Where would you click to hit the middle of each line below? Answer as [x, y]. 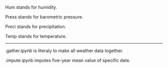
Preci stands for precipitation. [36, 26]
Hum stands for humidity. [31, 7]
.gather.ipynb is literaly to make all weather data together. [64, 50]
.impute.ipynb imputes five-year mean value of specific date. [68, 60]
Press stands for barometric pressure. [44, 17]
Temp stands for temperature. [36, 36]
